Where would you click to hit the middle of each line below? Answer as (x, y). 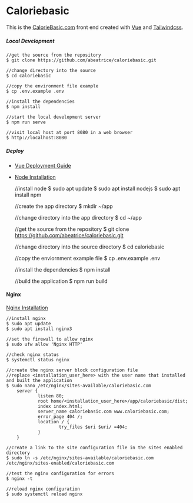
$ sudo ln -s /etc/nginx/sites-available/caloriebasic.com (80, 458)
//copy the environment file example (52, 86)
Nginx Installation (27, 308)
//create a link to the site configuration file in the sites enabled (94, 448)
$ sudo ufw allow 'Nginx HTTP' (44, 344)
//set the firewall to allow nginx (50, 339)
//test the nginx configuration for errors (60, 473)
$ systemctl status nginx (38, 360)
